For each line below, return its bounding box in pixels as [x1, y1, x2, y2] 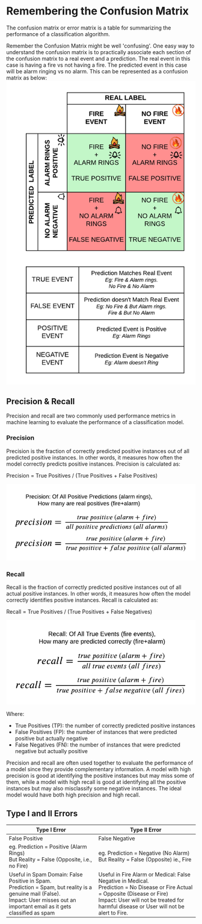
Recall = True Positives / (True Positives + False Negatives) [6, 608, 153, 615]
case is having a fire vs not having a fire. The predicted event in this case [6, 61, 188, 69]
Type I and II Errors [6, 808, 78, 819]
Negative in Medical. [98, 877, 149, 884]
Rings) [8, 849, 25, 857]
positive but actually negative [14, 735, 88, 742]
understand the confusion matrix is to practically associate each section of [6, 48, 191, 55]
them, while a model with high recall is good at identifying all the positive [6, 778, 186, 786]
